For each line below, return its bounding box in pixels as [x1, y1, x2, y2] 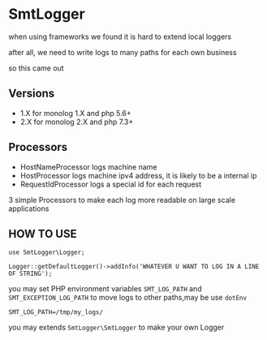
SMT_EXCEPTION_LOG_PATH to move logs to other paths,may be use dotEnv [8, 293, 248, 303]
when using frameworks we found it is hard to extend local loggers [8, 32, 232, 41]
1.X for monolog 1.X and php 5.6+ [19, 108, 131, 118]
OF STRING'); [8, 269, 53, 278]
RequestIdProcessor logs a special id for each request [19, 179, 202, 189]
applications [8, 204, 50, 213]
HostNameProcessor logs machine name [19, 161, 157, 171]
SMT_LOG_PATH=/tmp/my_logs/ [8, 308, 104, 316]
